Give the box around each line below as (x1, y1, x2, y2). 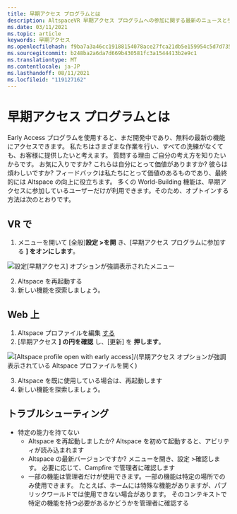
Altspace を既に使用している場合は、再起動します (17, 376, 163, 385)
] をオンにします (25, 247, 73, 255)
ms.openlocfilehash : (7, 43, 68, 50)
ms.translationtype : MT (7, 57, 78, 64)
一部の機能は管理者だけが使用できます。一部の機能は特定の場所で (28, 472, 220, 481)
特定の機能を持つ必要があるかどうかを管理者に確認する (28, 498, 189, 507)
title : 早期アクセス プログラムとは (7, 10, 101, 18)
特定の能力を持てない (17, 428, 80, 436)
